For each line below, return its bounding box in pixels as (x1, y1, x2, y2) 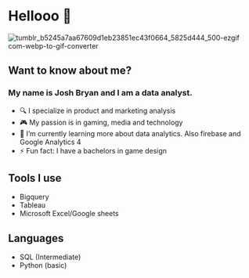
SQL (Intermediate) (19, 252, 81, 262)
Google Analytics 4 (19, 137, 81, 146)
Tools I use (8, 171, 62, 185)
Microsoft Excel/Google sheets (19, 209, 119, 218)
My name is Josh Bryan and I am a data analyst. (8, 88, 193, 99)
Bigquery (19, 192, 49, 202)
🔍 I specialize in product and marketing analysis (19, 106, 176, 115)
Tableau (19, 200, 46, 210)
